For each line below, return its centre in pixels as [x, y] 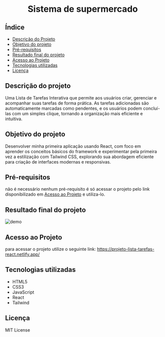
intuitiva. [14, 119]
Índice [15, 27]
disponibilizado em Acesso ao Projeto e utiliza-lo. [55, 194]
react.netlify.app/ [23, 254]
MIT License [18, 330]
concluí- [151, 108]
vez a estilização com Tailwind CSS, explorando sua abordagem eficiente [80, 157]
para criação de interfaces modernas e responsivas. [58, 162]
